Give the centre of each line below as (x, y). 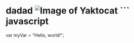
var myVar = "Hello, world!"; (35, 35)
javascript (27, 21)
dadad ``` (68, 11)
